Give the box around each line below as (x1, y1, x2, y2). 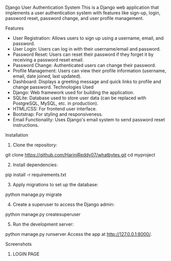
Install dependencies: (12, 162, 58, 168)
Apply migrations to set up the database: (12, 182, 99, 187)
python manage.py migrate (5, 191, 62, 198)
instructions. (12, 122, 39, 128)
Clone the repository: (12, 142, 58, 148)
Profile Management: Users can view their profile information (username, (12, 68, 166, 74)
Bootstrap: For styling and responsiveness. (12, 111, 103, 117)
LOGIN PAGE (12, 251, 40, 257)
